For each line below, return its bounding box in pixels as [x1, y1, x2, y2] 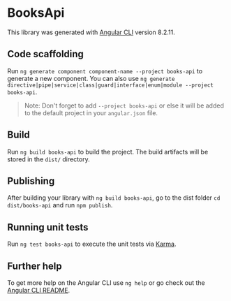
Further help [7, 260, 63, 272]
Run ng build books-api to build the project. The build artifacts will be [7, 147, 209, 156]
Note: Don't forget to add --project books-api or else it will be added [24, 101, 225, 110]
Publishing [7, 175, 55, 186]
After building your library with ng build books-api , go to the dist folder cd [7, 193, 221, 202]
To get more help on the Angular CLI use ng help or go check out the [7, 279, 205, 287]
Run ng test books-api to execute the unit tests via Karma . [7, 240, 177, 249]
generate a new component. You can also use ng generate [7, 74, 175, 82]
